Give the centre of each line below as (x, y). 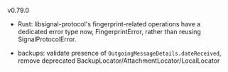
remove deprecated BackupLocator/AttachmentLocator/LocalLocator (119, 61)
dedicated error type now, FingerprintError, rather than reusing (109, 32)
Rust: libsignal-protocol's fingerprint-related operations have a (109, 24)
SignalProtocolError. (47, 39)
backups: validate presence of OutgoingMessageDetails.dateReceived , (119, 53)
